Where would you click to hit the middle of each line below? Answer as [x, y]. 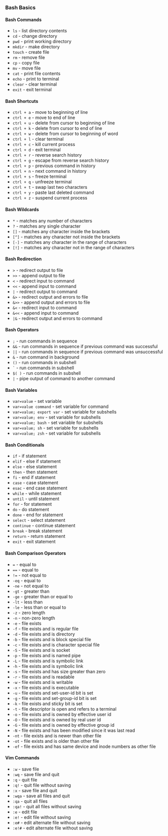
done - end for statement [38, 515]
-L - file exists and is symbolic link [48, 661]
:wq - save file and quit [36, 774]
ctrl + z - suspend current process [50, 198]
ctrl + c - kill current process [44, 145]
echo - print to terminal [36, 79]
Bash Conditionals [25, 445]
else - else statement [34, 467]
